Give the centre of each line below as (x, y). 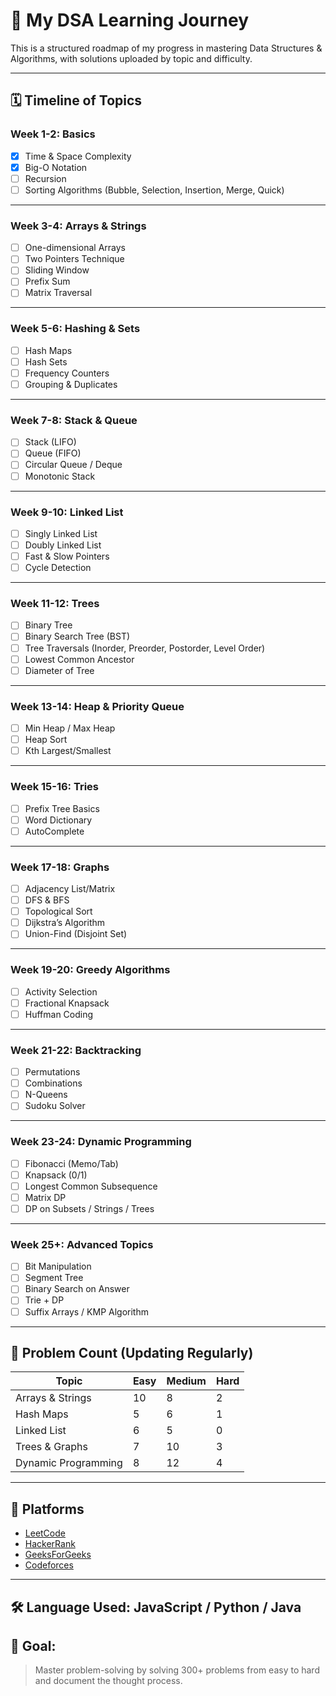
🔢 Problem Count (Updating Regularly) (132, 1352)
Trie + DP (44, 1300)
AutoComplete (54, 831)
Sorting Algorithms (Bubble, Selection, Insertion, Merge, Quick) (154, 190)
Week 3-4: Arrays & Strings (78, 226)
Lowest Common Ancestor (79, 659)
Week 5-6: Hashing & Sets (75, 329)
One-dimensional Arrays (75, 248)
